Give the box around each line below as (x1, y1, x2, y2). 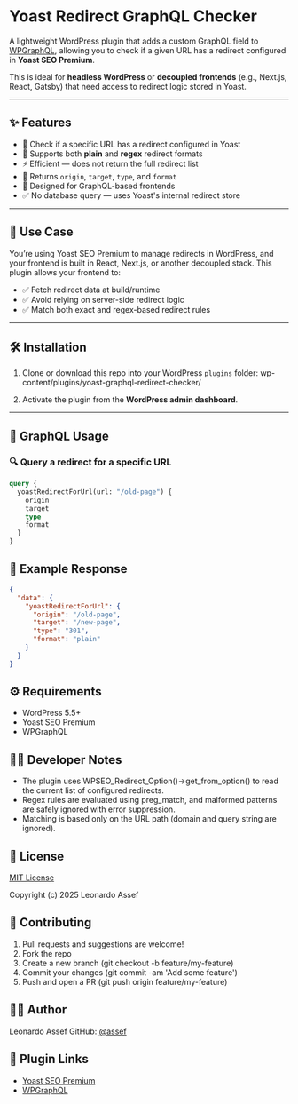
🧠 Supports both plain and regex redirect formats (21, 148, 203, 159)
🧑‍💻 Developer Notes (9, 752, 122, 767)
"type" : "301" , (32, 626, 90, 636)
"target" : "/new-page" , (32, 618, 122, 627)
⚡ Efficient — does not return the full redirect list (21, 158, 199, 169)
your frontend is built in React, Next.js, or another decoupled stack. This (9, 258, 272, 268)
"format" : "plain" (32, 635, 101, 644)
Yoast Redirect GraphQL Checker (9, 6, 257, 27)
